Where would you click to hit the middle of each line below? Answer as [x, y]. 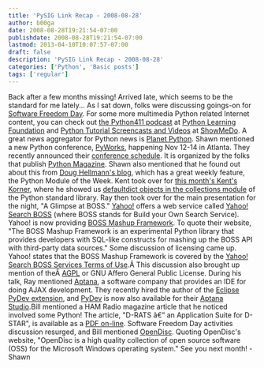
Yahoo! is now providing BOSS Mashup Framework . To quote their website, [130, 223]
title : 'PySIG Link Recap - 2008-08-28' [76, 15]
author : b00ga [32, 23]
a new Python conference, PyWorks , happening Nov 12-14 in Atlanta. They [129, 147]
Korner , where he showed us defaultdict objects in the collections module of [132, 189]
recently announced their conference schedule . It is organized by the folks [129, 156]
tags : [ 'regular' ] [38, 74]
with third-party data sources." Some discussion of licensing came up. [123, 248]
